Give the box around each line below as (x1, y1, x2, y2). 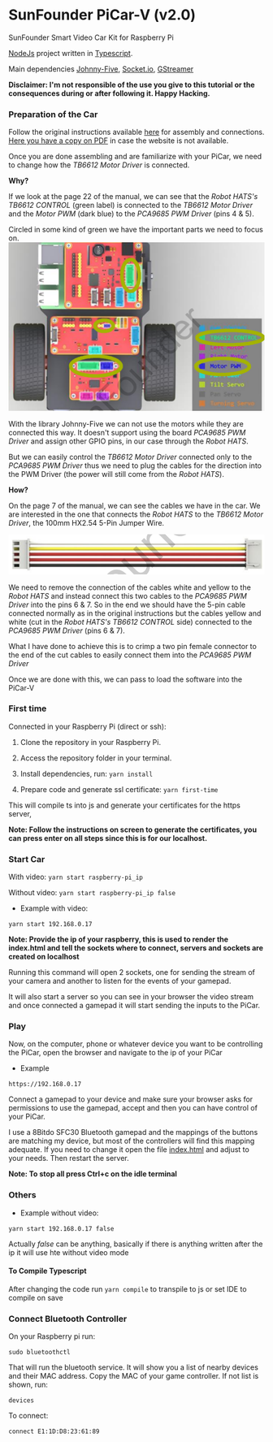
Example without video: (19, 1208, 99, 1218)
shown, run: (8, 1379, 49, 1390)
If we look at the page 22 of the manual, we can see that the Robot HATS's (8, 192, 258, 201)
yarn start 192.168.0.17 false (8, 1224, 115, 1232)
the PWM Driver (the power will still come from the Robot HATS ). (8, 469, 225, 479)
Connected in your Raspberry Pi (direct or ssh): (8, 721, 167, 731)
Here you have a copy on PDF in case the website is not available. (8, 136, 229, 145)
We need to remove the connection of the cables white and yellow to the (8, 582, 252, 592)
